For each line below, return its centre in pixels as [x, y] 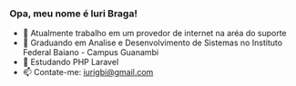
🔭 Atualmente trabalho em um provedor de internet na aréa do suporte [154, 33]
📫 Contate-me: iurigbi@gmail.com [88, 72]
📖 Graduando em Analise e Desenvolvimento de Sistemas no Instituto [153, 43]
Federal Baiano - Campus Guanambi [91, 53]
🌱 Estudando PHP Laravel [71, 62]
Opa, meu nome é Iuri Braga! [74, 14]
